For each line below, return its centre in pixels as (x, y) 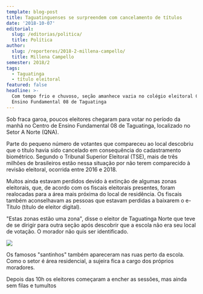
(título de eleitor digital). (52, 207)
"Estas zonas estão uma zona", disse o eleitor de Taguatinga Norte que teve (101, 218)
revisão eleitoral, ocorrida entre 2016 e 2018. (62, 169)
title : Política (32, 40)
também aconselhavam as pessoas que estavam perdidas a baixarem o (95, 200)
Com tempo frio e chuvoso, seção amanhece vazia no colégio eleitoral (102, 96)
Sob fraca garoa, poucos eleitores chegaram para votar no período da (93, 119)
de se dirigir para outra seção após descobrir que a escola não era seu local (101, 225)
